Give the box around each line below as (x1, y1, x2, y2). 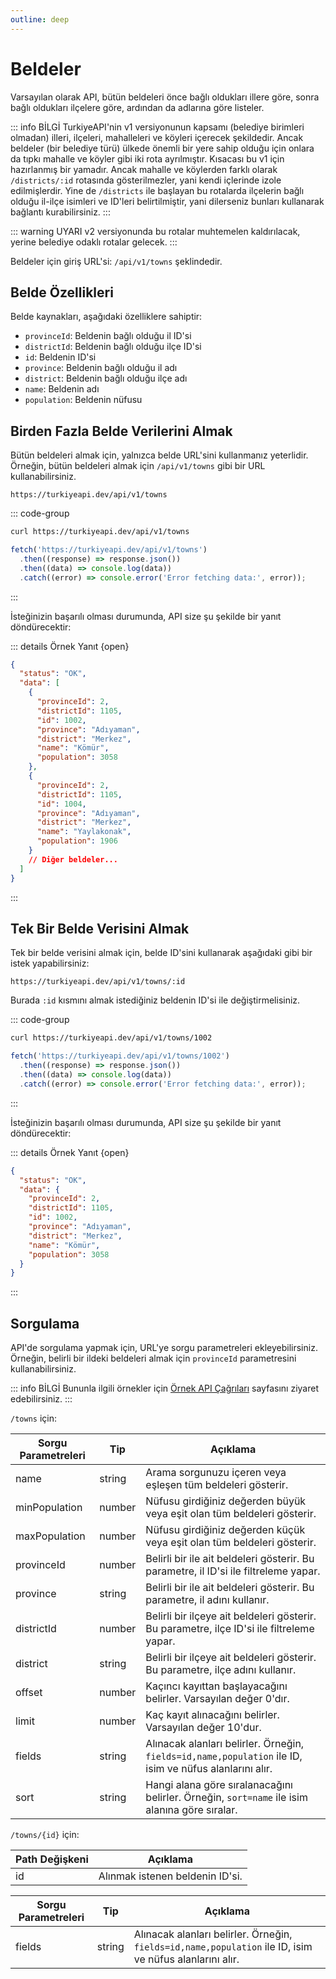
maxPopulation (15, 1529, 86, 1543)
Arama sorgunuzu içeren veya (145, 1466, 287, 1480)
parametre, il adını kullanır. (145, 1593, 270, 1607)
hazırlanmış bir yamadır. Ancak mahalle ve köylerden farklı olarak (10, 163, 278, 175)
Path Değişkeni (15, 1852, 89, 1866)
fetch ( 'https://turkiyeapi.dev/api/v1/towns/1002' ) (10, 1051, 230, 1061)
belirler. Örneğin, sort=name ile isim (145, 1791, 308, 1805)
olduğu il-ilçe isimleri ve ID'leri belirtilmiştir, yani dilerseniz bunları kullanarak (10, 195, 325, 207)
